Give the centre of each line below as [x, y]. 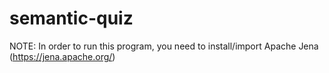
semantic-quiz [71, 18]
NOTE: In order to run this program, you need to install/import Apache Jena [164, 46]
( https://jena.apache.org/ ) [62, 56]
